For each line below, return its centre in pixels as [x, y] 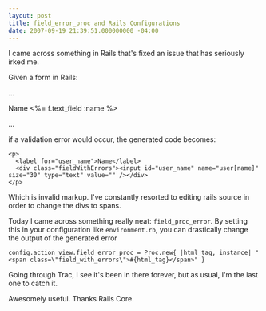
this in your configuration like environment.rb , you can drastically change [129, 230]
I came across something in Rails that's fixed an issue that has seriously [127, 54]
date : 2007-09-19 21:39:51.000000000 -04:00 [83, 30]
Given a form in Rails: [43, 78]
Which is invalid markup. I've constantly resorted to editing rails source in [129, 197]
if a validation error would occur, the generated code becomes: [112, 139]
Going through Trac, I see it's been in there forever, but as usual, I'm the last [133, 275]
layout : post [30, 16]
